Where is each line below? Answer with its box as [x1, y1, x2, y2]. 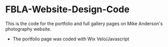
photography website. [5, 26, 52, 32]
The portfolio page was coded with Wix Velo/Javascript [12, 36, 129, 42]
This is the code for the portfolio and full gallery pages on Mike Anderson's [5, 20, 163, 27]
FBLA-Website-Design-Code [5, 4, 130, 15]
